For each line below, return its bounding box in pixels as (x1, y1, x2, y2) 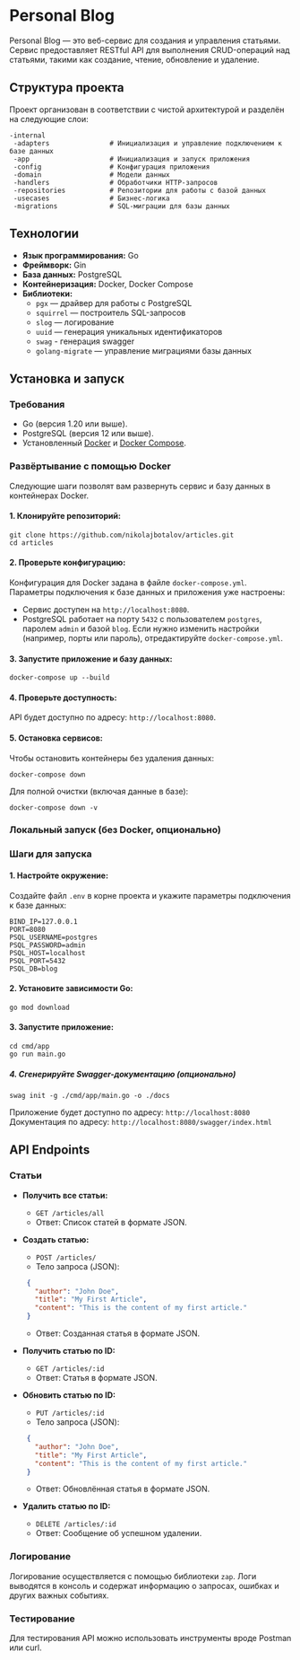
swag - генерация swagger (35, 336, 135, 347)
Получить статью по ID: (21, 1346, 116, 1357)
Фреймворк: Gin (21, 259, 87, 270)
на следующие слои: (9, 113, 90, 124)
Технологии (9, 226, 79, 242)
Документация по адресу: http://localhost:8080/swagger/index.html (9, 1116, 272, 1127)
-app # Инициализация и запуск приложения (13, 154, 251, 163)
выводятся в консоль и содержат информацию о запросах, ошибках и (9, 1580, 279, 1591)
